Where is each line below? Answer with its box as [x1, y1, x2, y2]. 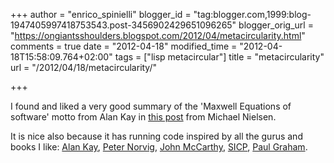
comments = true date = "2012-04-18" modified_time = [10, 40, 238, 52]
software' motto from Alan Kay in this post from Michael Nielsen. [10, 111, 277, 123]
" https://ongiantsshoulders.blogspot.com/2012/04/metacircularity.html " [10, 30, 306, 41]
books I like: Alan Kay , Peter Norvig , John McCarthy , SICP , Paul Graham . [10, 141, 308, 153]
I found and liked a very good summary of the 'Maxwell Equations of [10, 100, 292, 112]
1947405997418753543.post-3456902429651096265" [10, 19, 237, 31]
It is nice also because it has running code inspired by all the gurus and [10, 130, 303, 142]
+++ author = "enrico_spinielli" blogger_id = [10, 9, 192, 20]
